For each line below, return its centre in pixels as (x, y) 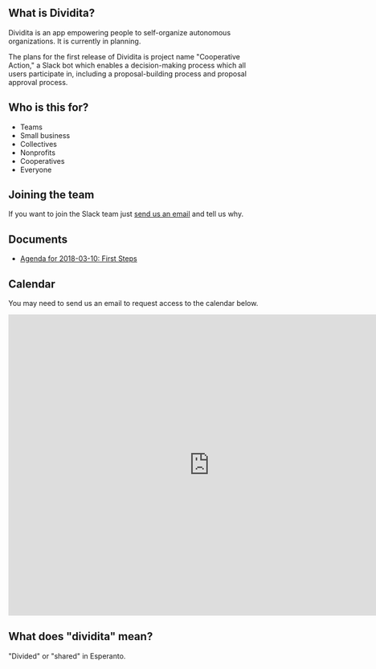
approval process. (38, 82)
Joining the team (51, 195)
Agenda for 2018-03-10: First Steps (79, 259)
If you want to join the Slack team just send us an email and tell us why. (126, 214)
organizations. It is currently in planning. (75, 41)
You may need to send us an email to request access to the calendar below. (133, 304)
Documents (38, 239)
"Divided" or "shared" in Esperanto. (67, 656)
